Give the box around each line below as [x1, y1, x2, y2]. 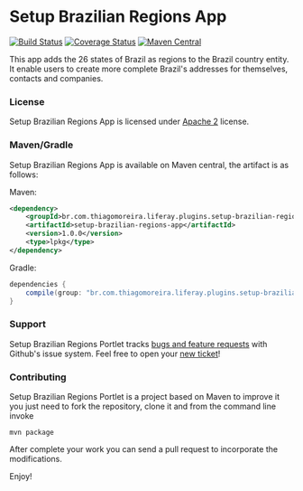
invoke [9, 411, 34, 421]
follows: [9, 169, 39, 180]
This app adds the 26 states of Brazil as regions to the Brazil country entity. [9, 53, 289, 64]
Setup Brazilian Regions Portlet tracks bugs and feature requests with [9, 338, 268, 349]
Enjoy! [9, 471, 33, 481]
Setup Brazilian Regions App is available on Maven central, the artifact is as [9, 159, 289, 170]
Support [9, 318, 47, 331]
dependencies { [9, 279, 67, 288]
